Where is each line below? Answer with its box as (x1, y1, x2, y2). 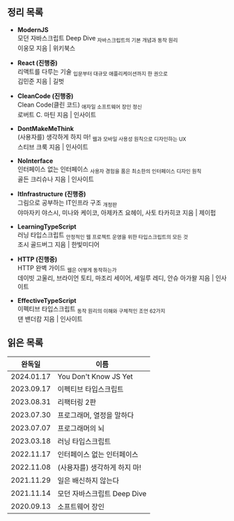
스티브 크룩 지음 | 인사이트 (17, 143, 88, 151)
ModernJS (17, 25, 49, 33)
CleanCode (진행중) (17, 92, 74, 100)
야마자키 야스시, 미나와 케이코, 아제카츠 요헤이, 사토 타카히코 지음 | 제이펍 (17, 208, 217, 217)
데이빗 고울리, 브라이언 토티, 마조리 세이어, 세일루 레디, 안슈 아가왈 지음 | (17, 274, 214, 282)
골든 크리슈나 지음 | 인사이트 (17, 175, 94, 183)
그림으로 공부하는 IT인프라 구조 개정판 (17, 198, 117, 208)
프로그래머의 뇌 (57, 423, 104, 433)
